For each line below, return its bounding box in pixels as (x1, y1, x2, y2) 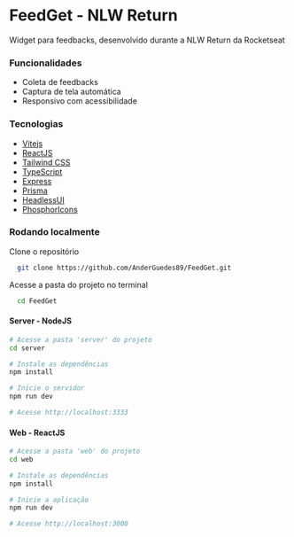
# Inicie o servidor (9, 384, 86, 393)
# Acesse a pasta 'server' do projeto (9, 335, 152, 344)
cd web (9, 455, 34, 463)
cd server (9, 343, 46, 353)
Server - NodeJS (9, 315, 73, 326)
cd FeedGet (17, 296, 58, 306)
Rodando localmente (9, 226, 100, 238)
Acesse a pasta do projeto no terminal (9, 279, 149, 290)
